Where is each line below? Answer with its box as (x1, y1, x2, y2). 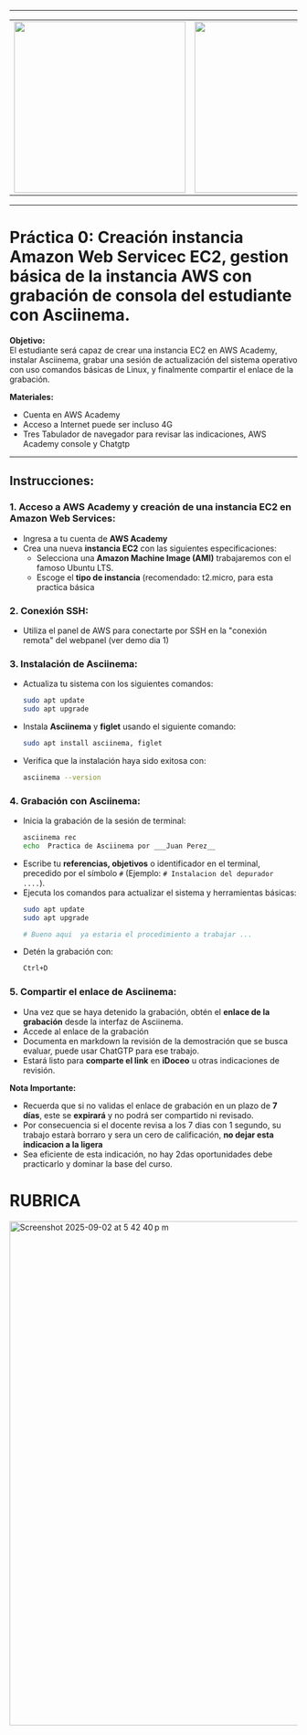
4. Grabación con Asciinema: (9, 794, 141, 807)
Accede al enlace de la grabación (22, 1025, 149, 1037)
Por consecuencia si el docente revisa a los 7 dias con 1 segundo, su (22, 1119, 281, 1130)
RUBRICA (9, 1190, 81, 1211)
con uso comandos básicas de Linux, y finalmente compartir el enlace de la (9, 364, 294, 375)
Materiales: (9, 391, 54, 402)
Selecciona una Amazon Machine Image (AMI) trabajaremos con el (36, 552, 291, 563)
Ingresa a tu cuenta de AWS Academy (22, 533, 168, 544)
